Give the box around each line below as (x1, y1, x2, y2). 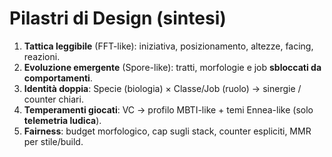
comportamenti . (23, 72, 93, 84)
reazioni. (23, 50, 61, 62)
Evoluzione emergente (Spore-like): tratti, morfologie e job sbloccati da (23, 61, 322, 73)
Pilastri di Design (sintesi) (9, 7, 227, 30)
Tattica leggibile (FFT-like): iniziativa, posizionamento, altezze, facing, (23, 40, 314, 52)
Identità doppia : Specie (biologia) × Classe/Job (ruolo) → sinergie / (23, 82, 302, 94)
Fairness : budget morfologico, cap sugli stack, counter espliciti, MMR (23, 125, 312, 137)
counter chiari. (23, 93, 84, 105)
